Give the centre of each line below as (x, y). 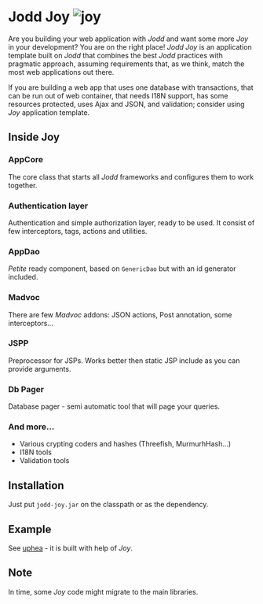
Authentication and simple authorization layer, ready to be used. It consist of (131, 222)
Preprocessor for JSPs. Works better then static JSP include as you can (124, 360)
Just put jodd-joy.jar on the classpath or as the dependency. (108, 505)
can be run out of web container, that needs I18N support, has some (118, 95)
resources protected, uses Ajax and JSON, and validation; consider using (126, 104)
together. (23, 185)
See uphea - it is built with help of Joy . (71, 548)
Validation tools (44, 461)
